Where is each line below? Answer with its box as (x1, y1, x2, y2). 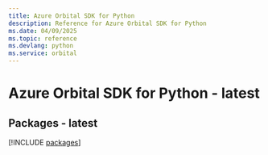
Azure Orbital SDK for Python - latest (8, 84, 260, 103)
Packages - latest (8, 116, 98, 130)
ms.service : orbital (8, 49, 78, 57)
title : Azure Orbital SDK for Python (8, 11, 135, 20)
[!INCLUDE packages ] (8, 138, 81, 147)
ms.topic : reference (8, 34, 78, 43)
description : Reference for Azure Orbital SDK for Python (8, 19, 207, 27)
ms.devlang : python (8, 42, 74, 50)
